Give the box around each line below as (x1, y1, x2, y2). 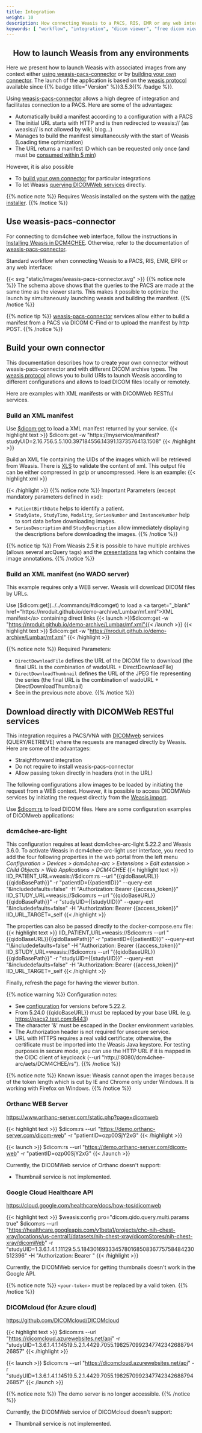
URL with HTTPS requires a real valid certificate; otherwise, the (14, 1035, 172, 1042)
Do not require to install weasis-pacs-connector (14, 763, 134, 770)
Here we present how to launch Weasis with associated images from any (6, 64, 186, 71)
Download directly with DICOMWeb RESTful (6, 707, 174, 717)
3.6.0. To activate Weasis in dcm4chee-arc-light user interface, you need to (6, 847, 194, 854)
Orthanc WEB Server (6, 1100, 68, 1108)
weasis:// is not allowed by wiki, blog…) (14, 126, 113, 133)
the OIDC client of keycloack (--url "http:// (14, 1054, 120, 1061)
